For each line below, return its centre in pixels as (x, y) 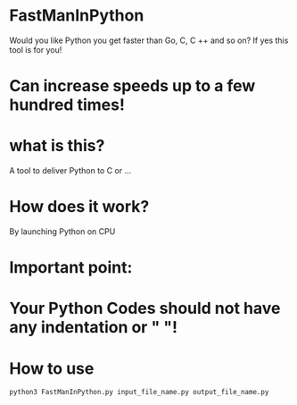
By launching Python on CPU (62, 232)
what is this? (57, 146)
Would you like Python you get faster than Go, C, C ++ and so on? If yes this (149, 40)
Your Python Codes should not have (145, 308)
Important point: (71, 268)
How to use (52, 368)
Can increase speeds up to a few (132, 86)
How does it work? (79, 207)
